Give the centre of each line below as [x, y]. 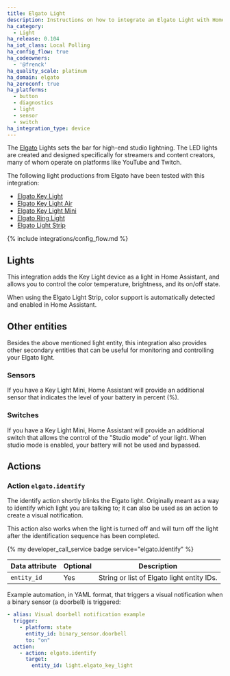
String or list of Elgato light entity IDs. [158, 578]
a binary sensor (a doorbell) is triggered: [64, 602]
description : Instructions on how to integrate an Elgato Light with [108, 20]
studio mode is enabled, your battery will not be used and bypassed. [104, 445]
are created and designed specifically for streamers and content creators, [111, 155]
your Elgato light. [31, 357]
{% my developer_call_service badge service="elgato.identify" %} [100, 549]
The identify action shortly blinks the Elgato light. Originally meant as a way [113, 501]
